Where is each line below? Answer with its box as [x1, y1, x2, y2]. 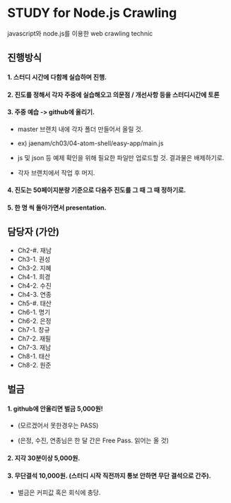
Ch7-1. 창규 [17, 325, 51, 334]
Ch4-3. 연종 [17, 290, 52, 298]
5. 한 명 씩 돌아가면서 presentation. [7, 203, 107, 212]
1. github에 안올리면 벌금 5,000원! [7, 404, 104, 413]
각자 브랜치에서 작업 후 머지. [17, 168, 95, 177]
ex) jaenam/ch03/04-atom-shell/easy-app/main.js [17, 139, 164, 147]
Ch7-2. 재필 [17, 334, 52, 343]
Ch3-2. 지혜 [17, 263, 52, 272]
